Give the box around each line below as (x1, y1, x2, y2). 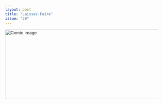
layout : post (5, 7, 32, 12)
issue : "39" (5, 16, 29, 21)
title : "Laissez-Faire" (5, 12, 53, 16)
